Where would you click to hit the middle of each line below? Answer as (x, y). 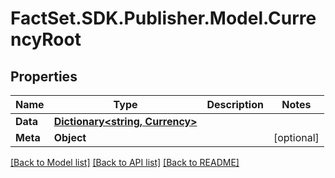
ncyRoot (46, 39)
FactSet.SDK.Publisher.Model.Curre (163, 18)
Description (235, 104)
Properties (44, 76)
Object (70, 137)
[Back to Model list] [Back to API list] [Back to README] (125, 162)
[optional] (296, 137)
